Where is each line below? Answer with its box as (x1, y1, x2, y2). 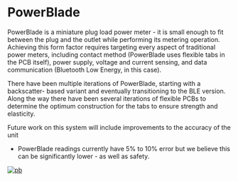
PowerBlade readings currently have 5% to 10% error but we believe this (17, 144, 231, 153)
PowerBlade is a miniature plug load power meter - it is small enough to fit (7, 28, 224, 36)
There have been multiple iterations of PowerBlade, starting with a (7, 79, 201, 87)
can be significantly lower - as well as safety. (17, 152, 150, 160)
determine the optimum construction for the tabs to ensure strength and (7, 102, 218, 110)
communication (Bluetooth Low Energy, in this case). (7, 65, 162, 74)
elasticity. (7, 109, 36, 118)
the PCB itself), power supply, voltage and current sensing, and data (7, 57, 207, 66)
